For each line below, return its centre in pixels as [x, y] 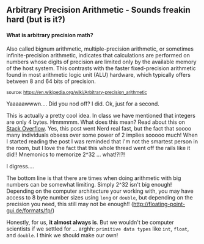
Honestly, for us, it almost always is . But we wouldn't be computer [90, 222]
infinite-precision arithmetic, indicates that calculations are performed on [98, 55]
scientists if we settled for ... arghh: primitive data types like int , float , [98, 229]
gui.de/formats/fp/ [30, 210]
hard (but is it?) [36, 20]
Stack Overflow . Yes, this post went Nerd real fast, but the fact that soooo [99, 128]
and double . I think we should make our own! [62, 235]
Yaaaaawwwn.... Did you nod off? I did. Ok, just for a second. [83, 104]
